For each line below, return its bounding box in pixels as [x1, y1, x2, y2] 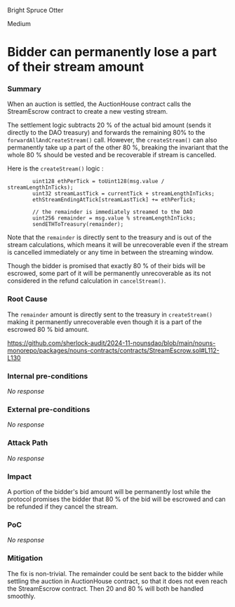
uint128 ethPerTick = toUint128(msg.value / [32, 178, 165, 185]
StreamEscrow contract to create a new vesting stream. [7, 107, 168, 116]
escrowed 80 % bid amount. [7, 325, 89, 333]
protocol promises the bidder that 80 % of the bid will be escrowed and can [7, 495, 226, 503]
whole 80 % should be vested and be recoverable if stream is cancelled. [7, 151, 217, 159]
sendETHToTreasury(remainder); [32, 221, 124, 228]
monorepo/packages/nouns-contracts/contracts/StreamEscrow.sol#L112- [7, 346, 220, 354]
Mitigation [7, 554, 43, 563]
